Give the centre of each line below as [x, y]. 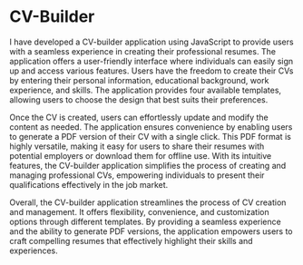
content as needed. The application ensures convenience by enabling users [151, 127]
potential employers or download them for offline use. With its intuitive [141, 155]
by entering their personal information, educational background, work [139, 80]
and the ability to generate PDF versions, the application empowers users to [151, 231]
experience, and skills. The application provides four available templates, [146, 90]
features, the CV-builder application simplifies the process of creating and [148, 165]
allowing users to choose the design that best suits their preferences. [139, 99]
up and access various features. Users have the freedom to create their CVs [151, 71]
